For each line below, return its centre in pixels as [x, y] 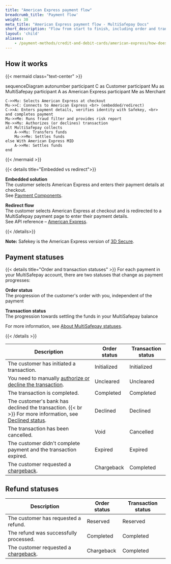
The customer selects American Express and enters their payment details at [85, 185]
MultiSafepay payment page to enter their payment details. [67, 216]
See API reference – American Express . [46, 221]
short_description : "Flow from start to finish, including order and [81, 29]
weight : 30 [17, 19]
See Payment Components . [34, 195]
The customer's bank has [38, 401]
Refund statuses [32, 489]
